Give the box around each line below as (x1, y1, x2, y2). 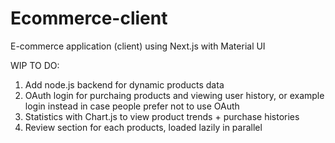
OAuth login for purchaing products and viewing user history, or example (24, 89, 325, 101)
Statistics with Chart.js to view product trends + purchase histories (24, 110, 300, 122)
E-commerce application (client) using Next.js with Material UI (10, 40, 266, 52)
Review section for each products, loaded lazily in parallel (24, 121, 263, 133)
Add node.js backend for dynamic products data (24, 78, 225, 91)
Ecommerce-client (10, 7, 168, 30)
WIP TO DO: (10, 59, 60, 71)
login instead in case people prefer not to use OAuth (24, 100, 240, 112)
